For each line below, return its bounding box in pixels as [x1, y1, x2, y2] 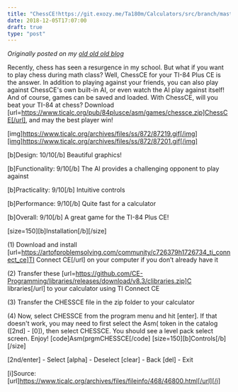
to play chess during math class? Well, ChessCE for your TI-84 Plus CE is [7, 71, 221, 79]
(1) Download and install [7, 241, 78, 249]
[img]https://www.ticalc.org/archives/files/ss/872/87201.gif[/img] [7, 137, 198, 146]
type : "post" [7, 30, 46, 38]
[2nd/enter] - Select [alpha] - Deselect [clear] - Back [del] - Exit [7, 355, 193, 364]
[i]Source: [7, 369, 37, 378]
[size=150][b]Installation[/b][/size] [7, 227, 107, 236]
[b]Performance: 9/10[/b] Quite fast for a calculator [7, 200, 157, 208]
